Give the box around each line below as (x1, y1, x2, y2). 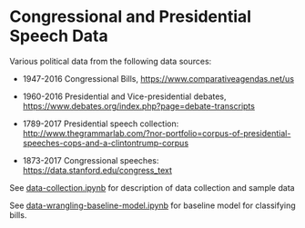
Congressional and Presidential (9, 6, 252, 27)
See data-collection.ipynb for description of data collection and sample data (9, 182, 295, 193)
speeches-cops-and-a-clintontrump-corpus (22, 137, 189, 148)
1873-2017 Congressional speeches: (22, 154, 159, 165)
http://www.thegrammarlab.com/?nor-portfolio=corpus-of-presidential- (22, 127, 291, 138)
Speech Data (9, 25, 109, 46)
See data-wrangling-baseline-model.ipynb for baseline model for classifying (9, 200, 296, 211)
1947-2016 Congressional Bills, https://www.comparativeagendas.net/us (22, 73, 294, 84)
